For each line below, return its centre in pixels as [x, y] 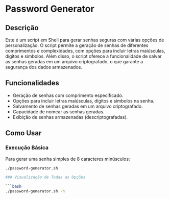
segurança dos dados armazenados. [44, 67]
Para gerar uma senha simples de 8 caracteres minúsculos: [68, 159]
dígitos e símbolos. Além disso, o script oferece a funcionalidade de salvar [83, 56]
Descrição [22, 28]
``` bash [14, 187]
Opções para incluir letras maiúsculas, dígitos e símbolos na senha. [83, 101]
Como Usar [23, 133]
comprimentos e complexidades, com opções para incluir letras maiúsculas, [85, 51]
